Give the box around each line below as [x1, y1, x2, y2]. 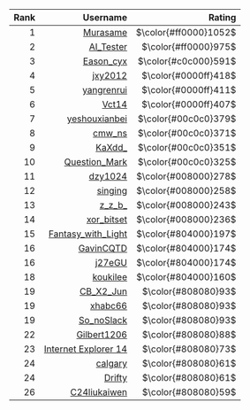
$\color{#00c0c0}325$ [137, 156, 237, 167]
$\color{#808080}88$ [141, 329, 237, 340]
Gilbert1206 [76, 329, 128, 340]
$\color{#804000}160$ [136, 271, 237, 282]
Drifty [103, 372, 128, 383]
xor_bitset [86, 213, 128, 225]
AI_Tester [88, 41, 128, 52]
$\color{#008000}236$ [136, 213, 237, 225]
